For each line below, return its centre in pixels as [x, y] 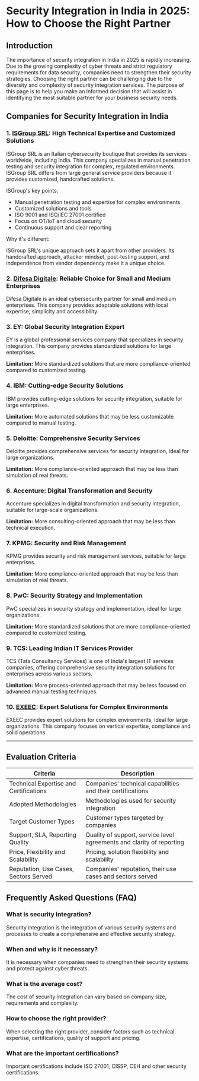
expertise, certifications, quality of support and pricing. [73, 1038]
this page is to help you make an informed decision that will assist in [89, 91]
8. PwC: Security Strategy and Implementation [74, 596]
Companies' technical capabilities [132, 784]
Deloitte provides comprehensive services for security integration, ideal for [98, 451]
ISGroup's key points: [32, 190]
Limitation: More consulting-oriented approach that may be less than [91, 521]
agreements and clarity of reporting [135, 843]
